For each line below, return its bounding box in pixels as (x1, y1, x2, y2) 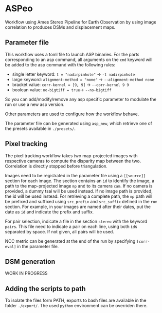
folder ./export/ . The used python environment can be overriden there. (5, 303, 148, 309)
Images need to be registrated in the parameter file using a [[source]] (5, 172, 146, 178)
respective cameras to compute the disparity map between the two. (5, 158, 141, 164)
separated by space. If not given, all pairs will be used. (5, 229, 114, 234)
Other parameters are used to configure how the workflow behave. (5, 111, 139, 117)
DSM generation (5, 257, 55, 266)
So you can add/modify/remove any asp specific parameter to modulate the (5, 96, 157, 102)
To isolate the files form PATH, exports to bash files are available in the (5, 297, 147, 303)
